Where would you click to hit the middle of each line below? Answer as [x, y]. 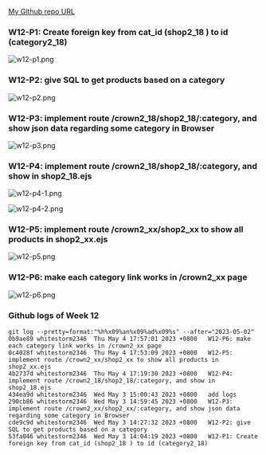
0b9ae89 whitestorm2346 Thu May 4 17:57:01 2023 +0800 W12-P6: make [129, 339]
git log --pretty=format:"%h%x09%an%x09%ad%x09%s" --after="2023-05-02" [131, 332]
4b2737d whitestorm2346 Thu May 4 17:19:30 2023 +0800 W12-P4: [121, 374]
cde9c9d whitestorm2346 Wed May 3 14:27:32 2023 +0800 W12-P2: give [129, 423]
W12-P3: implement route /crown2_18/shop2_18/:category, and [133, 118]
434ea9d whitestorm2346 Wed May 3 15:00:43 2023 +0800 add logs [123, 395]
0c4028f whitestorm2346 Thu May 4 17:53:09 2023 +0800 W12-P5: [121, 353]
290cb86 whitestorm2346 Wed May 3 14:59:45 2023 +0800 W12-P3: [121, 402]
